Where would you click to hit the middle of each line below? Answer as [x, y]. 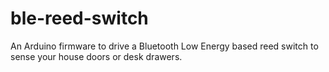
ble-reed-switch [79, 18]
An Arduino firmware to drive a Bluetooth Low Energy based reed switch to [164, 46]
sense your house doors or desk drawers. [96, 56]
